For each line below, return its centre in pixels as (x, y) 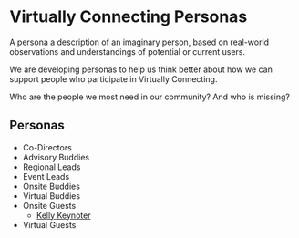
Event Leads (46, 176)
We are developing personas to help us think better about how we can (141, 69)
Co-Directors (47, 147)
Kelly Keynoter (63, 215)
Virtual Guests (49, 224)
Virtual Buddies (51, 196)
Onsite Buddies (51, 186)
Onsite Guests (49, 205)
